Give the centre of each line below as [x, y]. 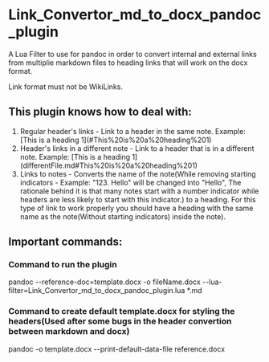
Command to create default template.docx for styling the [122, 311]
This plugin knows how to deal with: [100, 112]
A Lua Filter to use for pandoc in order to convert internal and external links [132, 54]
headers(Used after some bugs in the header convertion [120, 321]
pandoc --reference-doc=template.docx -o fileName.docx [104, 282]
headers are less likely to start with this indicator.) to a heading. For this [138, 199]
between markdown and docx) [69, 331]
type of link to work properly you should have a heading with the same [137, 208]
